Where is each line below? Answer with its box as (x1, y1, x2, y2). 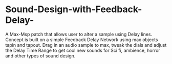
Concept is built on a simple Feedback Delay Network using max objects (5, 37, 158, 43)
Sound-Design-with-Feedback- (5, 4, 142, 15)
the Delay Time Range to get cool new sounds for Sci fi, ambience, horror (5, 47, 160, 53)
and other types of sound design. (5, 52, 76, 59)
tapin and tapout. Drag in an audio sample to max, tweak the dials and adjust (5, 42, 167, 48)
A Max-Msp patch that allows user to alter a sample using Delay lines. (5, 31, 153, 37)
